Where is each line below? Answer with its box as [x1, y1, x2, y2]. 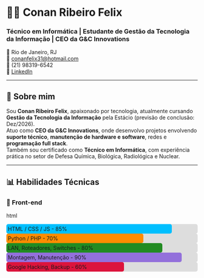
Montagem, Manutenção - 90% [8, 254, 87, 261]
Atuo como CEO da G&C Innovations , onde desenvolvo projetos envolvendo [6, 127, 197, 134]
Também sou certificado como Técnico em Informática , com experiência [6, 146, 190, 154]
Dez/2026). [6, 120, 35, 128]
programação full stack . [6, 140, 68, 147]
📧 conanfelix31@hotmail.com [6, 55, 79, 63]
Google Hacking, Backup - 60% [8, 263, 87, 270]
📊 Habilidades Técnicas [6, 176, 100, 187]
